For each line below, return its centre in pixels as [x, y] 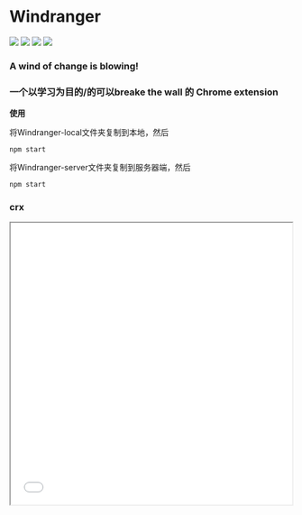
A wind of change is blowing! [74, 66]
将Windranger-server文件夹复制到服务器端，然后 [100, 168]
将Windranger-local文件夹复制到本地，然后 [89, 133]
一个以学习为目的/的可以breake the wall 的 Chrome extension [144, 92]
